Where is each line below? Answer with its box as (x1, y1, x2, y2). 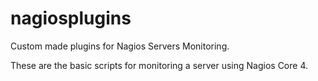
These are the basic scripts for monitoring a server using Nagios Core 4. (10, 59, 308, 71)
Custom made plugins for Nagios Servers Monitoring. (10, 40, 230, 52)
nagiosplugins (10, 7, 132, 30)
